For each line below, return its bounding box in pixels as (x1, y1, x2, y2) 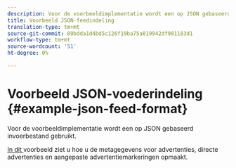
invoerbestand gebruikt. (7, 131, 77, 140)
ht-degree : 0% (7, 50, 49, 57)
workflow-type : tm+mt (7, 37, 71, 44)
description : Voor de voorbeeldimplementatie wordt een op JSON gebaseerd (7, 10, 231, 18)
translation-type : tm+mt (7, 23, 80, 30)
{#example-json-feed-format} (7, 101, 188, 117)
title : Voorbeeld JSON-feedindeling (7, 17, 114, 24)
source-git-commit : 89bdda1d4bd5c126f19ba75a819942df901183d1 (7, 30, 193, 37)
